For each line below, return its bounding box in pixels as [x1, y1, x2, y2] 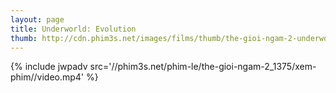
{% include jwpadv [10, 61, 88, 73]
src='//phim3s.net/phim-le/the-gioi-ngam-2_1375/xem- [89, 61, 317, 73]
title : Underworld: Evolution [10, 24, 137, 34]
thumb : [10, 33, 38, 43]
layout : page [10, 14, 65, 25]
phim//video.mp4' [10, 71, 85, 83]
